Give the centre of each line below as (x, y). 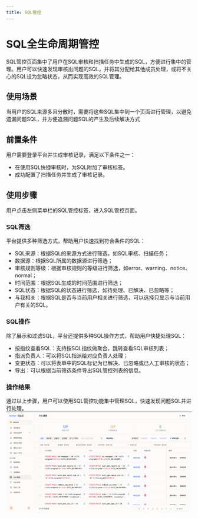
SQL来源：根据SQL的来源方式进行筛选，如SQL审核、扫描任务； (92, 254)
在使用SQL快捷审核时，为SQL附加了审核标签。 (71, 167)
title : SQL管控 (24, 12)
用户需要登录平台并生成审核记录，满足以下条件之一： (71, 155)
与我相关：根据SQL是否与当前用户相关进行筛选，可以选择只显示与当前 (100, 298)
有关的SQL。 (35, 305)
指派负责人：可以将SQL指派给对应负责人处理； (71, 356)
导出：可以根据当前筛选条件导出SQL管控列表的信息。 (79, 370)
